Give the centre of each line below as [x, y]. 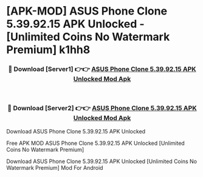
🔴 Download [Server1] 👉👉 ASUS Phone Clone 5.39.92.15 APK [102, 69]
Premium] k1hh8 [48, 50]
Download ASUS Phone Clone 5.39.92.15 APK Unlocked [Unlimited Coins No [102, 161]
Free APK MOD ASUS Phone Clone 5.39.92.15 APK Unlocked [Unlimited [96, 143]
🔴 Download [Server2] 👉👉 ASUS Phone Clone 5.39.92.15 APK [102, 109]
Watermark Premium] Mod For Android [55, 167]
